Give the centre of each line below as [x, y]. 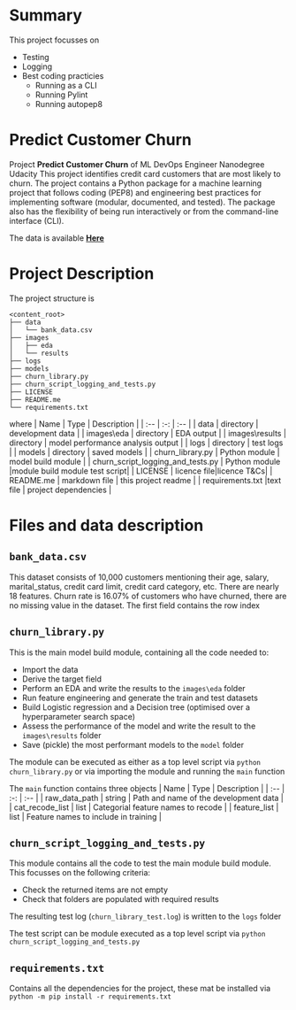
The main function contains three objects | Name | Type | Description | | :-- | [147, 788]
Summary [46, 15]
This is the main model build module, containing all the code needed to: [139, 652]
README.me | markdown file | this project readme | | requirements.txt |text [145, 480]
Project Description [82, 274]
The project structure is [52, 298]
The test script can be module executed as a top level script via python [137, 934]
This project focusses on [54, 40]
